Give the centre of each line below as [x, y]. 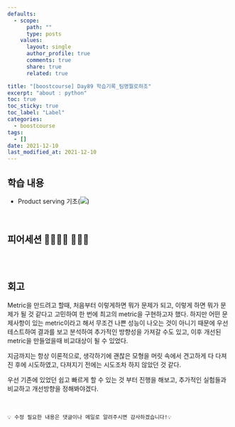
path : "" [39, 27]
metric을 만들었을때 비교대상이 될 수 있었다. [68, 340]
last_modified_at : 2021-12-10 [52, 152]
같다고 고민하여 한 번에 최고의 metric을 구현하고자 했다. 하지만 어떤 [128, 314]
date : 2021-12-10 [33, 146]
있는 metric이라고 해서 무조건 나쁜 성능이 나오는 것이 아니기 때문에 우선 [130, 323]
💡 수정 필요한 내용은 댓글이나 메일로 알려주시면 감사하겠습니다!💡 [89, 417]
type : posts [44, 34]
